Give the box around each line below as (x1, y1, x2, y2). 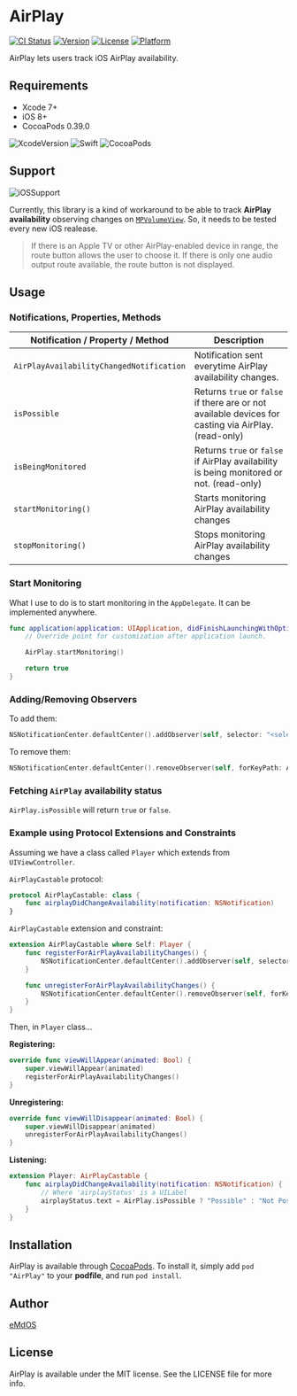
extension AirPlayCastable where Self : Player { (9, 941, 192, 950)
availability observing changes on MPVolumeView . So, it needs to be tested (9, 213, 277, 224)
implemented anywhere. (9, 607, 97, 617)
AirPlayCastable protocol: (9, 873, 103, 884)
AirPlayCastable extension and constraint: (9, 923, 164, 934)
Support (9, 164, 56, 179)
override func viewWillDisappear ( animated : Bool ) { (9, 1113, 203, 1122)
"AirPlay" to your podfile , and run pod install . (9, 1270, 182, 1281)
